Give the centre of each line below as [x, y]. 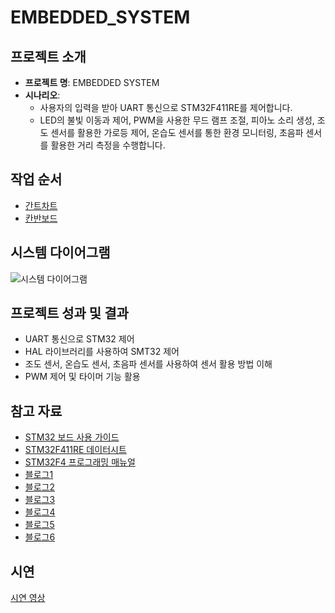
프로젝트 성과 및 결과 [69, 313]
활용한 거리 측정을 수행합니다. [108, 145]
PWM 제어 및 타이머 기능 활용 [82, 377]
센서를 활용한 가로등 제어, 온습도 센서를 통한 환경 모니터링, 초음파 [177, 132]
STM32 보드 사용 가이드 [72, 437]
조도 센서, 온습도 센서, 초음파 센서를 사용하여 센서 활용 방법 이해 [148, 364]
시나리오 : [42, 95]
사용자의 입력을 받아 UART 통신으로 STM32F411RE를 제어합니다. [166, 107]
